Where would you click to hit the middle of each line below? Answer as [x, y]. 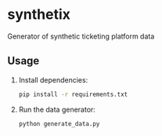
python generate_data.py [59, 123]
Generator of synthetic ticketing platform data [81, 36]
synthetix [39, 15]
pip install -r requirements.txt [73, 94]
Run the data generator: [57, 109]
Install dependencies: [53, 79]
